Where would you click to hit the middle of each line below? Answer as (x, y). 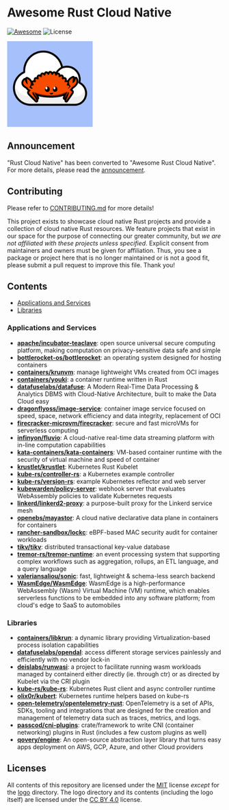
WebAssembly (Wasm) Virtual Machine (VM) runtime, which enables (113, 590)
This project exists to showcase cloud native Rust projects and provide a (109, 221)
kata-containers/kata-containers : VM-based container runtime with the (119, 452)
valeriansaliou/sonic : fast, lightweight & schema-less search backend (116, 576)
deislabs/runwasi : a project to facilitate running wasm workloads (109, 667)
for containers (37, 525)
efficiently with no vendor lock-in (64, 659)
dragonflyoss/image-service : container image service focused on (111, 408)
